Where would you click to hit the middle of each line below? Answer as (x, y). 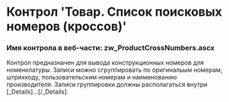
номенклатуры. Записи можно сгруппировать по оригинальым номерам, (114, 70)
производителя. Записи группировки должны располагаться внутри (107, 85)
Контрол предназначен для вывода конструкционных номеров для (105, 63)
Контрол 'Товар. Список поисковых (114, 12)
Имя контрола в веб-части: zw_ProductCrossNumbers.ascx (111, 48)
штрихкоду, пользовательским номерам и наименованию (92, 77)
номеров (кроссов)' (67, 26)
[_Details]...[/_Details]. (38, 92)
